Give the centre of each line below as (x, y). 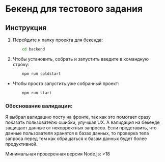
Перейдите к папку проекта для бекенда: (58, 40)
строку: (21, 64)
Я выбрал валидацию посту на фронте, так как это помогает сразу (78, 117)
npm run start (37, 93)
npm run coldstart (42, 74)
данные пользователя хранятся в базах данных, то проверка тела (77, 133)
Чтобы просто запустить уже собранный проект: (66, 83)
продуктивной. (21, 144)
